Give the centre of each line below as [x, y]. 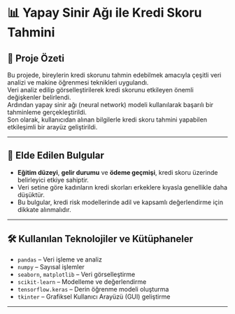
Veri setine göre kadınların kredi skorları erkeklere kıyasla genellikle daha [122, 187]
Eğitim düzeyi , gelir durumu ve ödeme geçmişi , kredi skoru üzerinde [117, 172]
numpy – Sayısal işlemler [51, 266]
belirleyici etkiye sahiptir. [53, 180]
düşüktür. [31, 194]
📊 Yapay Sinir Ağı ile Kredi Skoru [105, 13]
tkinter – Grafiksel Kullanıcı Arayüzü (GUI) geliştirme [94, 297]
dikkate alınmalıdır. [44, 209]
